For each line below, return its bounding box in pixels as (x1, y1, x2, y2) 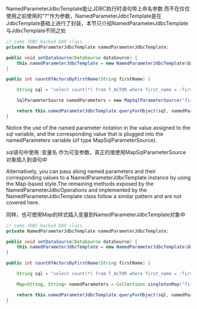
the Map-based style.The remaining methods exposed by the (6, 180, 154, 187)
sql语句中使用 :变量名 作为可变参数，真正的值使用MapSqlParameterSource (6, 148, 186, 155)
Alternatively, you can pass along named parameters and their (6, 168, 157, 175)
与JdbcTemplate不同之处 (6, 27, 66, 34)
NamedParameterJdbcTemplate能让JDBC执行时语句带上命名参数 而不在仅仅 (6, 5, 191, 12)
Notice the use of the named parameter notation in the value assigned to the (6, 124, 191, 131)
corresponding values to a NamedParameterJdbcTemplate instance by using (6, 174, 191, 181)
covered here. (6, 199, 40, 206)
